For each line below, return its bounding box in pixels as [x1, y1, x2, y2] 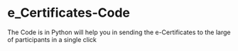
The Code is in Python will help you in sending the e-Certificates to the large [7, 28, 231, 36]
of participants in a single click [7, 35, 97, 43]
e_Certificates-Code [7, 5, 130, 21]
